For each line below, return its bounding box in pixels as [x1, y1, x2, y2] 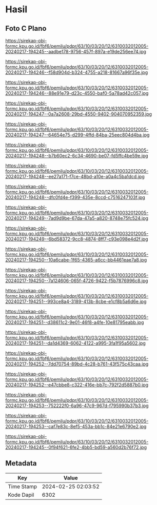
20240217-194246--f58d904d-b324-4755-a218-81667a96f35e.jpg [5, 69, 148, 75]
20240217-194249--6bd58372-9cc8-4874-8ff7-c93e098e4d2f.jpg [5, 236, 148, 242]
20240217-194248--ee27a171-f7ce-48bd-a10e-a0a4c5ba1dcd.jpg [5, 173, 145, 179]
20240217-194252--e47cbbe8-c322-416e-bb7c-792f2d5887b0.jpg [5, 382, 149, 388]
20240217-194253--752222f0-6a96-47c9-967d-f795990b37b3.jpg [5, 402, 149, 409]
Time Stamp [8, 483, 37, 490]
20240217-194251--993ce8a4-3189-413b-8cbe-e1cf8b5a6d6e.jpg [5, 298, 147, 305]
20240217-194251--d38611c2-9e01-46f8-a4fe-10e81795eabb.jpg [5, 319, 144, 325]
